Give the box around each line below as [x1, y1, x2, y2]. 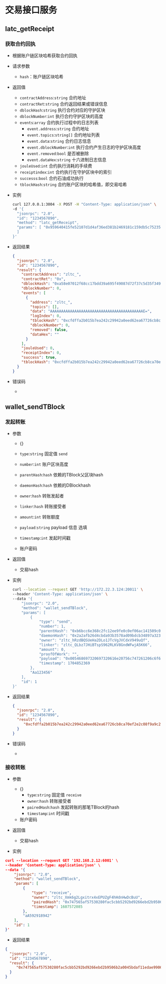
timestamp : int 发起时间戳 [19, 535, 71, 541]
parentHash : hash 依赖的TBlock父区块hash [19, 472, 104, 478]
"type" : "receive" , [31, 890, 72, 895]
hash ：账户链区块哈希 [19, 73, 64, 79]
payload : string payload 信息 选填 [19, 524, 87, 530]
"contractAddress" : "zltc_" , [21, 272, 82, 277]
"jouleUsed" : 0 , [21, 346, 55, 351]
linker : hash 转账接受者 [19, 504, 67, 510]
